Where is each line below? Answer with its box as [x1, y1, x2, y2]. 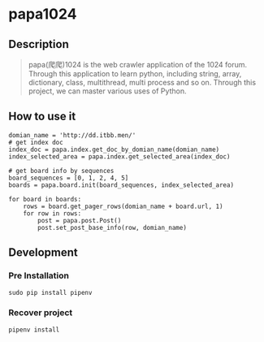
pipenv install [8, 326, 60, 334]
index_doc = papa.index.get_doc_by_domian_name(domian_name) [8, 145, 220, 154]
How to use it [8, 110, 76, 123]
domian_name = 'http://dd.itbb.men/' [8, 131, 136, 139]
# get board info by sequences [8, 167, 115, 175]
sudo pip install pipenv [8, 288, 93, 297]
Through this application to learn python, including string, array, [28, 69, 242, 78]
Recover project [8, 307, 73, 318]
